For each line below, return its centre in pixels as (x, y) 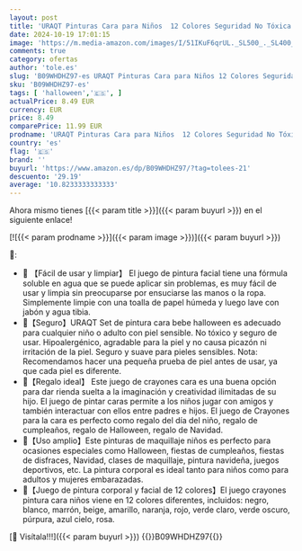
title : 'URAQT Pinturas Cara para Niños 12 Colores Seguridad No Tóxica (151, 26)
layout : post (34, 18)
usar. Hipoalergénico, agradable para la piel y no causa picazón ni (144, 342)
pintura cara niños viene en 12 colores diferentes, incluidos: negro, (146, 501)
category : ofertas (44, 59)
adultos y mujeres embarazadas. (83, 480)
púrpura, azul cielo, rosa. (68, 520)
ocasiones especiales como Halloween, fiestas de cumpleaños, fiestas (153, 451)
